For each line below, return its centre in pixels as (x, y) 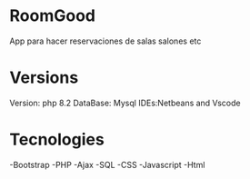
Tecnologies (57, 139)
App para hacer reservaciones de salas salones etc (105, 41)
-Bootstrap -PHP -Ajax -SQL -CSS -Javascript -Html (107, 164)
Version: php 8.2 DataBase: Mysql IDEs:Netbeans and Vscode (125, 103)
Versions (44, 78)
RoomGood (52, 16)
